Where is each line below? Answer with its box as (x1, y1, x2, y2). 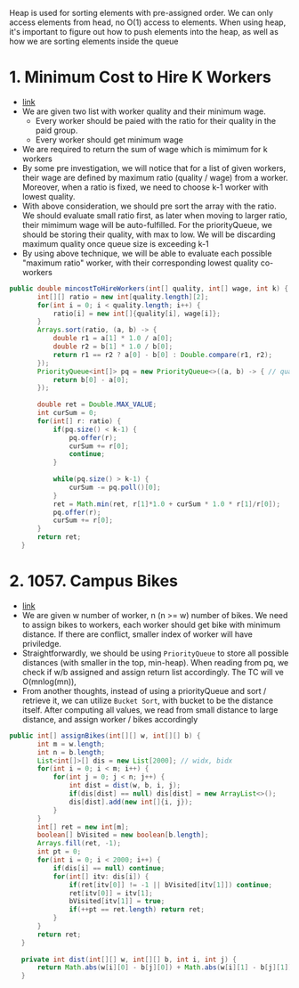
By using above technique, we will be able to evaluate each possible (21, 248, 272, 258)
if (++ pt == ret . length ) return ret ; (69, 905, 205, 914)
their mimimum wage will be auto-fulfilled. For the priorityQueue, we (21, 219, 273, 230)
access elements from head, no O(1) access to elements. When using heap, (9, 17, 287, 28)
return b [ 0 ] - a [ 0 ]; (53, 375, 129, 384)
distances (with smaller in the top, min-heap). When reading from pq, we (21, 657, 289, 667)
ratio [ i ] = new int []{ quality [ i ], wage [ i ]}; (53, 309, 221, 318)
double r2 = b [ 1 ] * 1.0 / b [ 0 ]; (53, 342, 174, 351)
